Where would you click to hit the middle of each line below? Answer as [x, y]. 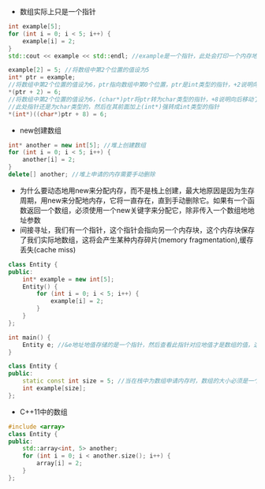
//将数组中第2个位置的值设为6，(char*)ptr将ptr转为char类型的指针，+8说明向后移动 [131, 99]
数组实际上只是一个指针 [58, 11]
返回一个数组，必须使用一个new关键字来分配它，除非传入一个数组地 [137, 210]
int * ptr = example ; [42, 77]
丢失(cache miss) [48, 249]
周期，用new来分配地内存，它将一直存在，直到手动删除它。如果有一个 [134, 200]
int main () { [30, 338]
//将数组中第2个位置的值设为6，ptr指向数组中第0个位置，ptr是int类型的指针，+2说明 [131, 85]
